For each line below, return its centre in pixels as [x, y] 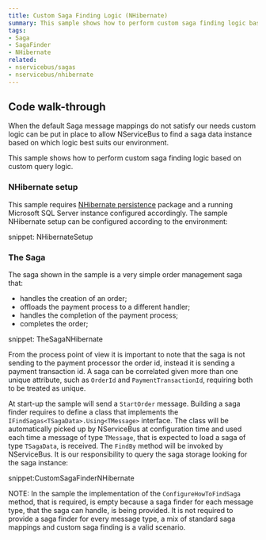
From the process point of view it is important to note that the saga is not [127, 355]
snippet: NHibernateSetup [51, 237]
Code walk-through [57, 107]
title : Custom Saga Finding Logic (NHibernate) [88, 15]
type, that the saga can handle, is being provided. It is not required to [121, 511]
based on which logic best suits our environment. [89, 143]
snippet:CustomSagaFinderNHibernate [71, 478]
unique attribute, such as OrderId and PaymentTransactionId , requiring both [131, 380]
